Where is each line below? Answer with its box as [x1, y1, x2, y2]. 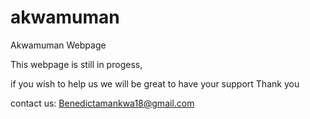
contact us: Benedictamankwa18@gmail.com [10, 97, 195, 109]
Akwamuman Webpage [10, 39, 107, 51]
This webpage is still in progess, [10, 58, 143, 70]
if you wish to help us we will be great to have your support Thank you [10, 77, 300, 90]
